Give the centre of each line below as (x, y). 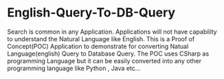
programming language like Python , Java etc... (74, 68)
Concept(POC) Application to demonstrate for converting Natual (98, 46)
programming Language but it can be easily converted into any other (104, 60)
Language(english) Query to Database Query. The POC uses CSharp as (108, 54)
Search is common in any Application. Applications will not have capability (112, 32)
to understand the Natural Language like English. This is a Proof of (101, 38)
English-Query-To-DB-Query (91, 13)
